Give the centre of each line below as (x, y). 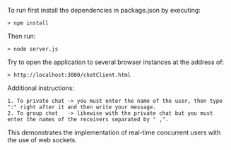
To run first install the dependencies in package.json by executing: (104, 10)
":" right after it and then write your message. (82, 107)
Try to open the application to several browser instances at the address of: (116, 62)
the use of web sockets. (42, 140)
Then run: (22, 36)
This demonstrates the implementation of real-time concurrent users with (114, 132)
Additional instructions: (41, 88)
